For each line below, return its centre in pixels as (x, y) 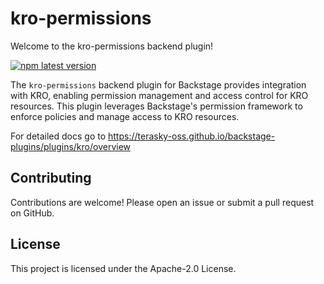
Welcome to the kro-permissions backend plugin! (112, 46)
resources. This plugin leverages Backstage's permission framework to (156, 106)
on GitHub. (32, 213)
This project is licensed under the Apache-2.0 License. (123, 268)
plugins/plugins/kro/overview (71, 146)
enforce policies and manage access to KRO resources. (125, 116)
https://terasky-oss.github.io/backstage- (192, 136)
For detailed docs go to (58, 136)
